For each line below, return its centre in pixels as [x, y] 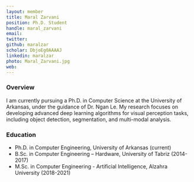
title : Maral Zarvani [33, 17]
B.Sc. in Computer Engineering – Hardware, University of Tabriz [92, 154]
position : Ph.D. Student [37, 23]
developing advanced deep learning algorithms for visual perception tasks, [97, 113]
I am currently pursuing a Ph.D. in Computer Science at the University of [94, 100]
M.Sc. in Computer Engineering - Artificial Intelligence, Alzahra [91, 166]
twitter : [17, 39]
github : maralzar [28, 45]
